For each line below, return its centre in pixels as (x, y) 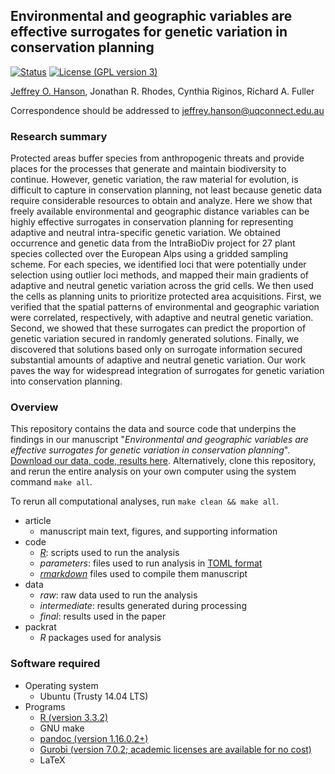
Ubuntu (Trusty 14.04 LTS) (94, 696)
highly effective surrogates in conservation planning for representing (152, 222)
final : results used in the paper (103, 616)
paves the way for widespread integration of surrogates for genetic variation (167, 371)
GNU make (62, 728)
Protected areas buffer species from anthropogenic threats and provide (157, 158)
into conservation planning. (66, 381)
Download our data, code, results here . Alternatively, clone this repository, (163, 461)
